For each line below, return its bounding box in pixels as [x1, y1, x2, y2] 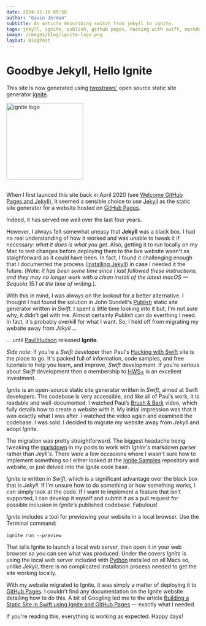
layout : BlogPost [6, 37, 51, 44]
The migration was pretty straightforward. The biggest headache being [6, 437, 186, 445]
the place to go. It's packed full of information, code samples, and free [6, 354, 185, 362]
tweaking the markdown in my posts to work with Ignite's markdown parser [6, 443, 196, 451]
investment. [6, 374, 36, 381]
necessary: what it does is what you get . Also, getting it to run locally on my [6, 240, 198, 248]
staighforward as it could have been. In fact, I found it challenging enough [6, 254, 193, 261]
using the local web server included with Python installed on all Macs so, [6, 556, 190, 563]
